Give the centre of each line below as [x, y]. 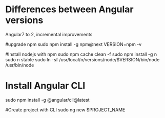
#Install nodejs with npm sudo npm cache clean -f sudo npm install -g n [81, 54]
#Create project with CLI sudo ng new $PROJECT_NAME [65, 110]
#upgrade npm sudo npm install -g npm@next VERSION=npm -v [74, 44]
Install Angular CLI [45, 86]
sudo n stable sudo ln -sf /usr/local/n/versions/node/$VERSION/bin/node [82, 59]
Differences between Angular [69, 9]
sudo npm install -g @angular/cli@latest [47, 100]
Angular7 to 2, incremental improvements [49, 34]
